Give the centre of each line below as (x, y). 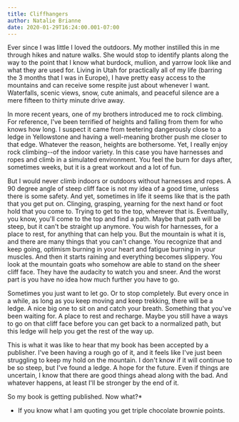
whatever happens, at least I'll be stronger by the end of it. (93, 383)
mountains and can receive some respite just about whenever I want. (109, 86)
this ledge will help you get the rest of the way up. (81, 331)
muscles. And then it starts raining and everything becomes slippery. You (115, 257)
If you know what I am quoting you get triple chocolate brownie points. (121, 411)
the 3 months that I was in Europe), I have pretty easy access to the (106, 78)
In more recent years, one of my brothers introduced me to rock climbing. (115, 114)
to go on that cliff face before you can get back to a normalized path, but (114, 324)
